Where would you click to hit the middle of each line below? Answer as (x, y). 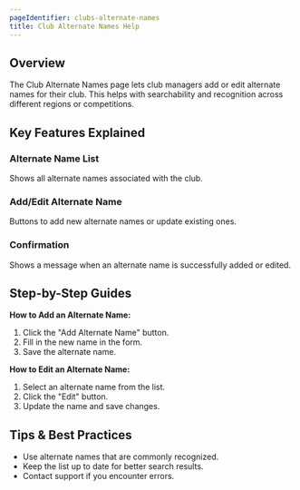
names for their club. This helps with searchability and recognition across (146, 94)
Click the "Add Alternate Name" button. (96, 333)
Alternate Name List (54, 158)
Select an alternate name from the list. (94, 387)
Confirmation (39, 245)
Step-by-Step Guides (71, 293)
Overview (38, 63)
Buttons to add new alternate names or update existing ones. (123, 221)
